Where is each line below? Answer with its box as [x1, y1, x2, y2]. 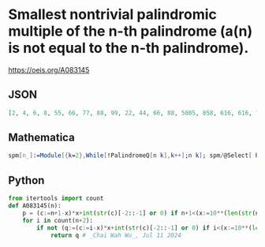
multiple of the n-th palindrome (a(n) [8, 22, 253, 40]
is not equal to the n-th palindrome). [8, 39, 249, 57]
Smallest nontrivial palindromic [8, 6, 217, 24]
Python [8, 174, 45, 187]
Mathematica [8, 131, 75, 144]
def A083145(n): [8, 202, 62, 210]
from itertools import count [8, 195, 104, 203]
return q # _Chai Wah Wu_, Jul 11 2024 [50, 231, 181, 239]
